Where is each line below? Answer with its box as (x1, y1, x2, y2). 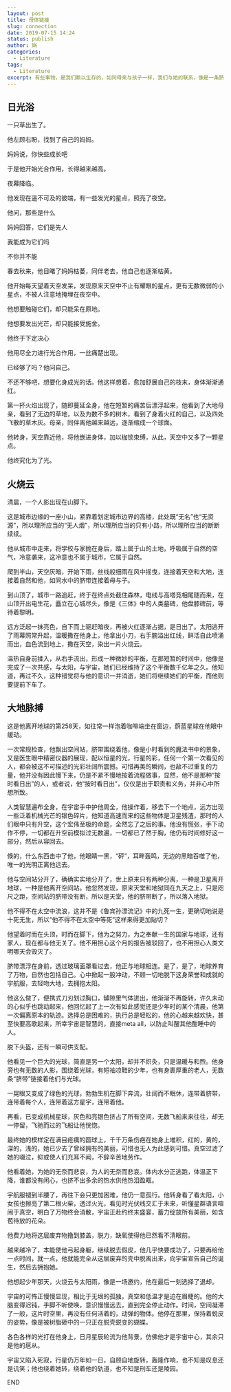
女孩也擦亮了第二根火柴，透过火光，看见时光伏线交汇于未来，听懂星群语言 (7, 1199, 218, 1208)
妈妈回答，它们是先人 (7, 223, 67, 231)
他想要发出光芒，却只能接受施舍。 (7, 319, 104, 328)
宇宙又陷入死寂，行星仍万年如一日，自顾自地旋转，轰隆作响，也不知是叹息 (7, 1356, 218, 1364)
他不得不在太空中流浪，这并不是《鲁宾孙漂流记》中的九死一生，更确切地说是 (7, 906, 224, 915)
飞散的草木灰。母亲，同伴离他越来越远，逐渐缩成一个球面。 (7, 418, 176, 427)
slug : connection (7, 23, 57, 30)
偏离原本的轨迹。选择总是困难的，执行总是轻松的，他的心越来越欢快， (19, 1011, 218, 1019)
